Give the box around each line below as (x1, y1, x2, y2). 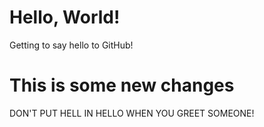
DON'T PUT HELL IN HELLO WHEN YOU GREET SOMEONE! (9, 107, 255, 119)
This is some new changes (9, 74, 235, 97)
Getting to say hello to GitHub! (9, 39, 134, 51)
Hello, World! (9, 6, 121, 29)
